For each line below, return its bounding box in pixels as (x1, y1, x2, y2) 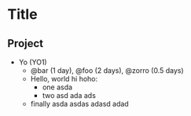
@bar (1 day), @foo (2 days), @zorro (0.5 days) (30, 66, 184, 75)
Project (7, 37, 44, 50)
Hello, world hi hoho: (30, 74, 98, 83)
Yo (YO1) (18, 57, 48, 67)
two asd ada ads (42, 91, 96, 100)
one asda (42, 82, 72, 92)
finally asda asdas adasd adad (30, 100, 129, 108)
